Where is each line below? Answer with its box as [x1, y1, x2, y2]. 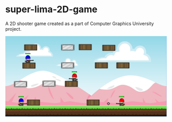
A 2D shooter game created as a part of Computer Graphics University [5, 20, 154, 27]
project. [5, 26, 22, 32]
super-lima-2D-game [5, 4, 98, 15]
